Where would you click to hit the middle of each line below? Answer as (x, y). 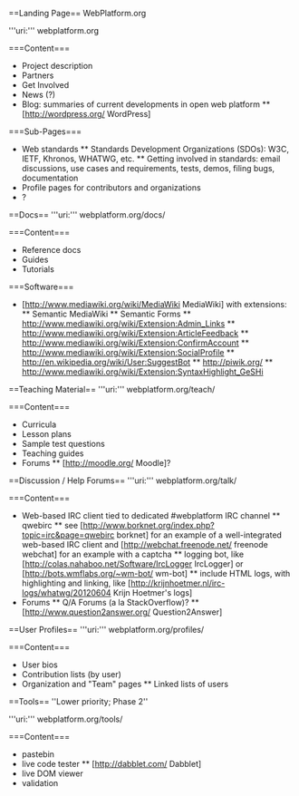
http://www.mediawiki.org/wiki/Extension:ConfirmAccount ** (135, 343)
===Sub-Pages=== (45, 131)
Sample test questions (63, 444)
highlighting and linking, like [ (76, 583)
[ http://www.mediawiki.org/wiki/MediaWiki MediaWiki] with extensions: (154, 304)
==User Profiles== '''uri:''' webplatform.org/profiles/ (106, 630)
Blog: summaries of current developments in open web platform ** (146, 104)
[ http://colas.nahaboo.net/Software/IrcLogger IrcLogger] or (132, 564)
